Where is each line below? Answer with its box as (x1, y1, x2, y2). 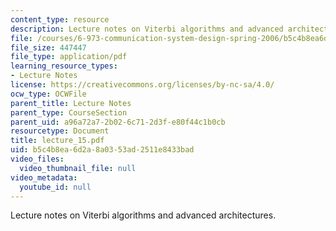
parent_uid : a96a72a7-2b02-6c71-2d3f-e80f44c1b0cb (10, 117, 226, 127)
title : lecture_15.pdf (10, 136, 105, 146)
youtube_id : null (19, 182, 92, 192)
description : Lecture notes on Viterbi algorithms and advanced (10, 24, 284, 34)
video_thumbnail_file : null (19, 163, 137, 173)
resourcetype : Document (10, 126, 110, 136)
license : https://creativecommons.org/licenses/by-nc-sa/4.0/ (10, 80, 275, 90)
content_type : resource (10, 14, 110, 25)
